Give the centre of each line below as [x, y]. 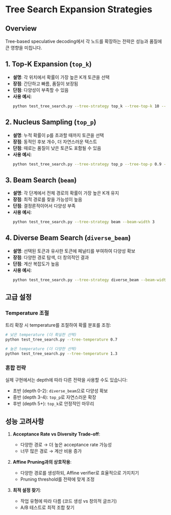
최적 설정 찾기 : [27, 490]
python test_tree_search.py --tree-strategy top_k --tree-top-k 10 [86, 106]
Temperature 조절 [27, 313]
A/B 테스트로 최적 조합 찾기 [47, 508]
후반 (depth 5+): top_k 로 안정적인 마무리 [53, 404]
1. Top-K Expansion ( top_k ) [48, 64]
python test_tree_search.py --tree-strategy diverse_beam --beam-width [90, 280]
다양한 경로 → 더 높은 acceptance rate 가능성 [66, 445]
